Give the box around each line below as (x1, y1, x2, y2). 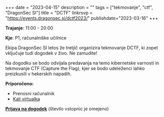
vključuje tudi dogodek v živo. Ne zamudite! (5, 50, 98, 56)
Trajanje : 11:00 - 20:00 (5, 25, 54, 31)
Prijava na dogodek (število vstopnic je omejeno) (5, 106, 109, 111)
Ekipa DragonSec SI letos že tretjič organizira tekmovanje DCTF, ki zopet (5, 45, 158, 50)
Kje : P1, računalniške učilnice (5, 35, 67, 41)
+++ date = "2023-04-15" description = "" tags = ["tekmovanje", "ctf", (5, 5, 153, 10)
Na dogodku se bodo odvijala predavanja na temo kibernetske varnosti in (5, 60, 159, 66)
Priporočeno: (5, 81, 34, 86)
